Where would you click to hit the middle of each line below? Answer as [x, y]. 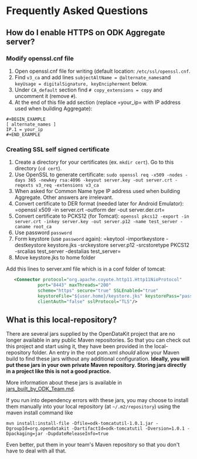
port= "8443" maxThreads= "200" [74, 285]
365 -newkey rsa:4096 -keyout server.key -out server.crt [100, 180]
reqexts [24, 185]
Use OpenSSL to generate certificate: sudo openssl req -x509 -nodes [98, 175]
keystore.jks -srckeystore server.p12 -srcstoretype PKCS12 [118, 245]
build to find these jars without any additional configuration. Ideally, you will [98, 359]
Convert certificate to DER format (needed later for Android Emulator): [99, 204]
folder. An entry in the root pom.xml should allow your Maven [106, 353]
